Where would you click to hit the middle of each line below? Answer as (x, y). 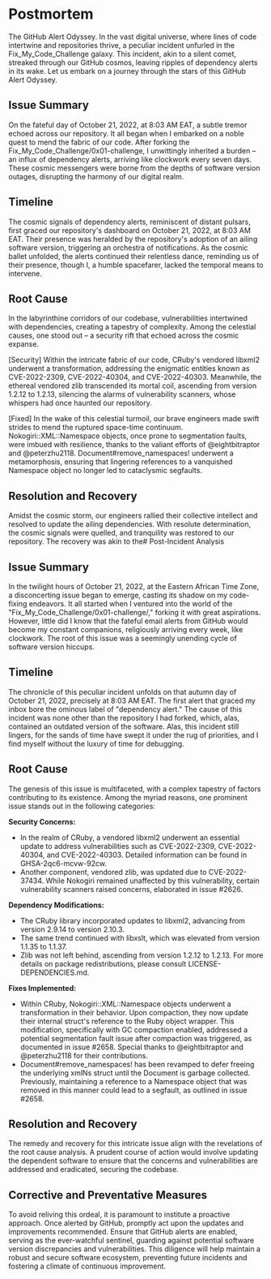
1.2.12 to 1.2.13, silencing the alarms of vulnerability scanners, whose (122, 394)
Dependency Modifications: (56, 905)
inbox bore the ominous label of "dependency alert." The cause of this (125, 709)
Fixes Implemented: (42, 988)
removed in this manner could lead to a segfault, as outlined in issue (133, 1090)
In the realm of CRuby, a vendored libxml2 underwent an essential (130, 838)
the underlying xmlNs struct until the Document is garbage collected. (135, 1073)
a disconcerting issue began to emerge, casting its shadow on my (118, 595)
